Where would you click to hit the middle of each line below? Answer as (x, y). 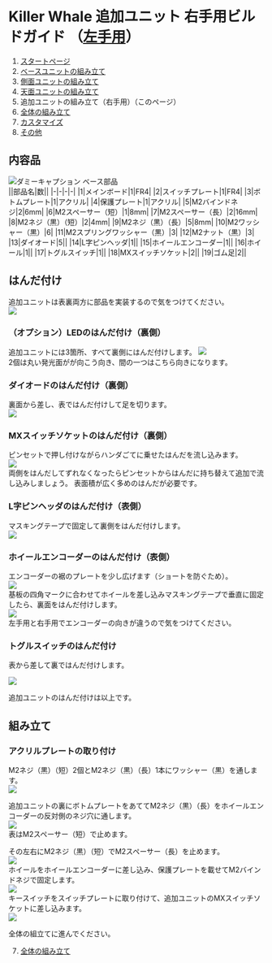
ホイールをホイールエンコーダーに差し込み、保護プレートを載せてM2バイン (135, 870)
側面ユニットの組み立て (59, 81)
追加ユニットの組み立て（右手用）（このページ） (100, 102)
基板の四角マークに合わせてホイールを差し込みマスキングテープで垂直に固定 (136, 595)
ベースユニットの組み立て (63, 71)
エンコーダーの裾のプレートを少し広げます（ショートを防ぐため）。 (121, 576)
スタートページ (45, 61)
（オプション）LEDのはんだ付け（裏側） (87, 332)
